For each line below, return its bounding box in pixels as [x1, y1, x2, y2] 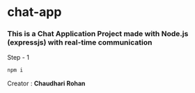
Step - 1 [7, 53, 30, 62]
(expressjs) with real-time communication [7, 37, 153, 47]
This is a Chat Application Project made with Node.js [7, 29, 189, 39]
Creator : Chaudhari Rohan [7, 79, 86, 87]
